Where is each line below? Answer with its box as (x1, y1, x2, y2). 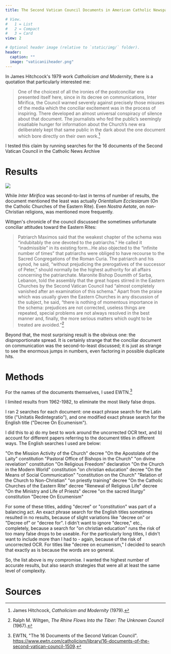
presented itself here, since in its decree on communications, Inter (17, 94, 157, 100)
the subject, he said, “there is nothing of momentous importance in (17, 299, 158, 306)
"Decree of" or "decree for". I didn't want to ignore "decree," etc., (5, 520, 142, 526)
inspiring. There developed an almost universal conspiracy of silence (17, 110, 162, 116)
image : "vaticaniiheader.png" (10, 59, 74, 64)
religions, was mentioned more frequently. (25, 209, 114, 215)
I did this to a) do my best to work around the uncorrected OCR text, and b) (5, 430, 163, 436)
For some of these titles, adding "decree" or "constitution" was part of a (5, 504, 156, 510)
